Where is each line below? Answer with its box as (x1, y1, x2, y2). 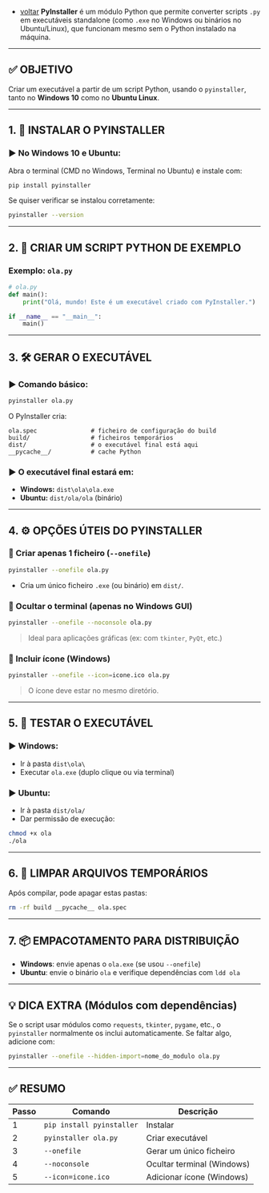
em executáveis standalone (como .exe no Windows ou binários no (19, 15, 242, 25)
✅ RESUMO (8, 1082, 66, 1096)
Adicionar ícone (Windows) (146, 1171, 249, 1183)
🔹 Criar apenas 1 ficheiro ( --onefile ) (8, 548, 151, 559)
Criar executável (146, 1132, 208, 1143)
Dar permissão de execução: (19, 814, 115, 824)
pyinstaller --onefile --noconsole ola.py (8, 619, 152, 627)
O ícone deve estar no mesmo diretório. (27, 686, 159, 695)
